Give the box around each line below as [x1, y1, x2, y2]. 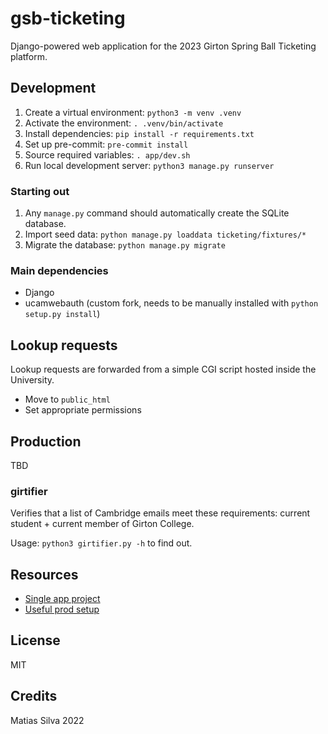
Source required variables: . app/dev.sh [24, 148, 191, 161]
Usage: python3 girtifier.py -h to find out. [10, 537, 193, 549]
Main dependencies [10, 263, 109, 277]
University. [10, 374, 55, 386]
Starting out [10, 184, 70, 198]
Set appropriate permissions [24, 404, 142, 416]
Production [10, 433, 82, 450]
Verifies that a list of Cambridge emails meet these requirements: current [10, 507, 311, 519]
